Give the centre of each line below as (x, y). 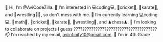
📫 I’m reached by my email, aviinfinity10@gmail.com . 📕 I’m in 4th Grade (78, 34)
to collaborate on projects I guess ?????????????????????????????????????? (81, 29)
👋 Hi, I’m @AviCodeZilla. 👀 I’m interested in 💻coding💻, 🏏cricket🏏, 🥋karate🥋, (82, 7)
